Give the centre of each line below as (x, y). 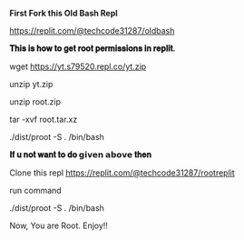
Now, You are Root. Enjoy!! (59, 225)
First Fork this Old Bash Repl (63, 13)
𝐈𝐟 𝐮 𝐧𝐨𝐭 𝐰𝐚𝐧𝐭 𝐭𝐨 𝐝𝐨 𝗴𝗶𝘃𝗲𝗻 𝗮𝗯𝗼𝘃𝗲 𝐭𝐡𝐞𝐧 (80, 155)
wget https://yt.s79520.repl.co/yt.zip (78, 66)
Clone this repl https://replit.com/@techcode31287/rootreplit (122, 173)
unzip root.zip (35, 102)
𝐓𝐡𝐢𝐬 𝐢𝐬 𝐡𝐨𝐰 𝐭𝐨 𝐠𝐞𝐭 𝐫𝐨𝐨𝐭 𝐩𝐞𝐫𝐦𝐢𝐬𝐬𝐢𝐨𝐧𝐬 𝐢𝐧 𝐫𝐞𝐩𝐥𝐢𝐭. (93, 48)
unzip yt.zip (31, 84)
